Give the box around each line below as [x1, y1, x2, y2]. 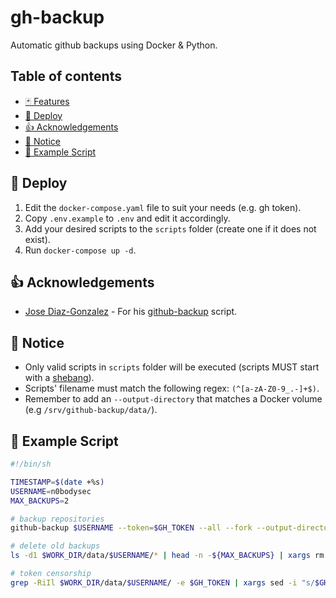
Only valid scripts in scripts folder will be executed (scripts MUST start [24, 361, 320, 373]
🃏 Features [24, 95, 70, 107]
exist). [24, 233, 51, 245]
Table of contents [10, 68, 122, 85]
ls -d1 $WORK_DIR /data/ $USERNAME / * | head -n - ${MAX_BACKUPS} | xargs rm [10, 551, 325, 561]
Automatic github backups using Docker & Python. [10, 39, 218, 51]
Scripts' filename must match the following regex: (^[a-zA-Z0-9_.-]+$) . [24, 382, 320, 395]
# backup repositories [10, 514, 105, 524]
